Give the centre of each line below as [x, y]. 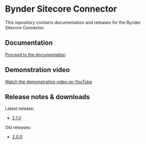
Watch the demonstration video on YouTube [49, 82]
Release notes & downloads [48, 97]
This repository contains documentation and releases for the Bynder [73, 22]
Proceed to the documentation [36, 54]
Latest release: [20, 108]
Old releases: [18, 127]
